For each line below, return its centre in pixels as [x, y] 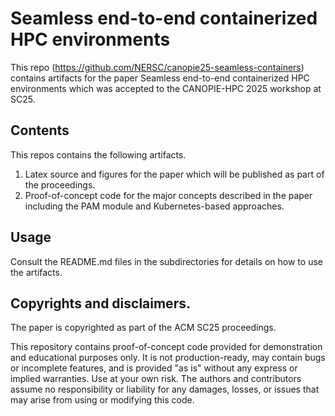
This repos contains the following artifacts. [98, 154]
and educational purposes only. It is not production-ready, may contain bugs [168, 358]
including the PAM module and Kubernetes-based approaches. [154, 206]
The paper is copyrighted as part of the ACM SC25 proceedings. [143, 328]
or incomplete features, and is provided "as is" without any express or [154, 368]
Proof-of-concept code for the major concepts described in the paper [168, 195]
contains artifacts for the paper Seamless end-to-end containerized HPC [160, 78]
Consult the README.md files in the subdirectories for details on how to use [166, 261]
